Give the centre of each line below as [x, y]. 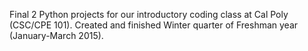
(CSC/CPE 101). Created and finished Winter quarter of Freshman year [154, 25]
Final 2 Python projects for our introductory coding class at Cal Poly [149, 14]
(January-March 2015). [56, 35]
